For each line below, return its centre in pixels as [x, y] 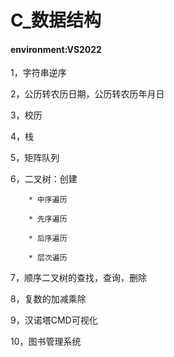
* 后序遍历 [48, 239]
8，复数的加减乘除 [48, 299]
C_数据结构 [56, 20]
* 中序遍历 [48, 200]
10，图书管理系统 [46, 342]
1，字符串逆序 [38, 73]
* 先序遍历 [48, 219]
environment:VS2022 [56, 49]
